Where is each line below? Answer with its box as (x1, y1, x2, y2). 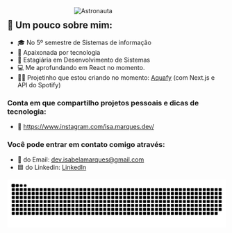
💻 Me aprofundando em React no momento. (17, 63, 145, 71)
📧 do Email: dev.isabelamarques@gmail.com (17, 155, 144, 164)
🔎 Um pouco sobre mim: (7, 19, 113, 31)
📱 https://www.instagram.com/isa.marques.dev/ (17, 123, 154, 131)
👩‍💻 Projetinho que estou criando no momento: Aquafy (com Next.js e (17, 73, 215, 82)
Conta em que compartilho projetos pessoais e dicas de (7, 98, 199, 107)
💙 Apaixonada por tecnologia (17, 48, 101, 56)
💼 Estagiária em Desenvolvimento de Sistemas (17, 55, 151, 64)
